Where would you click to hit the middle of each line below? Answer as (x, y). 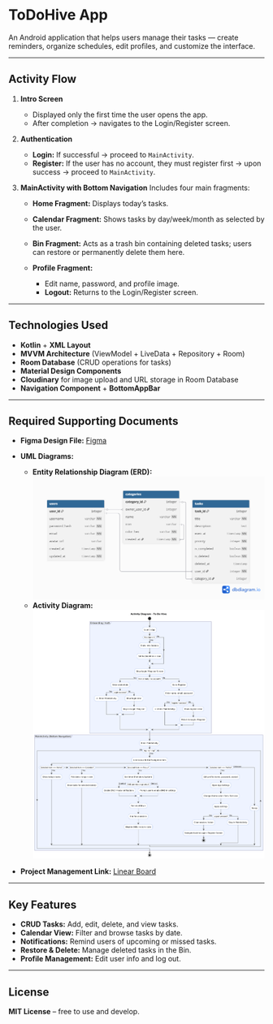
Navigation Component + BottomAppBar (90, 388)
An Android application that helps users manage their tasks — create (123, 37)
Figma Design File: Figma (63, 441)
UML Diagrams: (47, 456)
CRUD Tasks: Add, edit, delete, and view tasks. (99, 924)
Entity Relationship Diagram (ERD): (92, 472)
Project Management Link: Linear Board (88, 871)
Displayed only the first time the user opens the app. (120, 114)
